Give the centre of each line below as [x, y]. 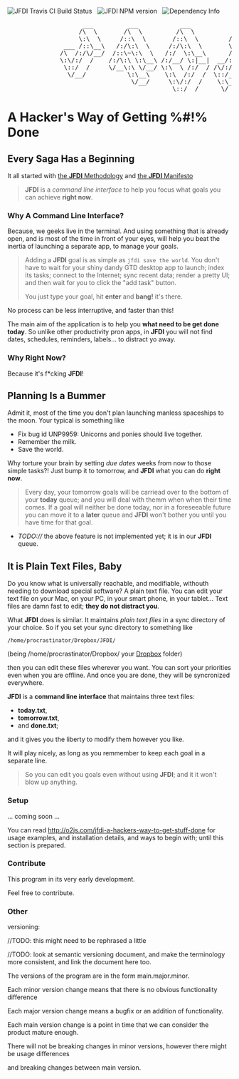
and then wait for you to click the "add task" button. [100, 283]
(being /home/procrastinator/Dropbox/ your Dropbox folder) [95, 654]
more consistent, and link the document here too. [79, 962]
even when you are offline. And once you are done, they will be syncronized [119, 675]
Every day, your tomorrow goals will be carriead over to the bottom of [127, 492]
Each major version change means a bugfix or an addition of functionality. [116, 1011]
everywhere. [26, 683]
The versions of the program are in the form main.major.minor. [99, 976]
